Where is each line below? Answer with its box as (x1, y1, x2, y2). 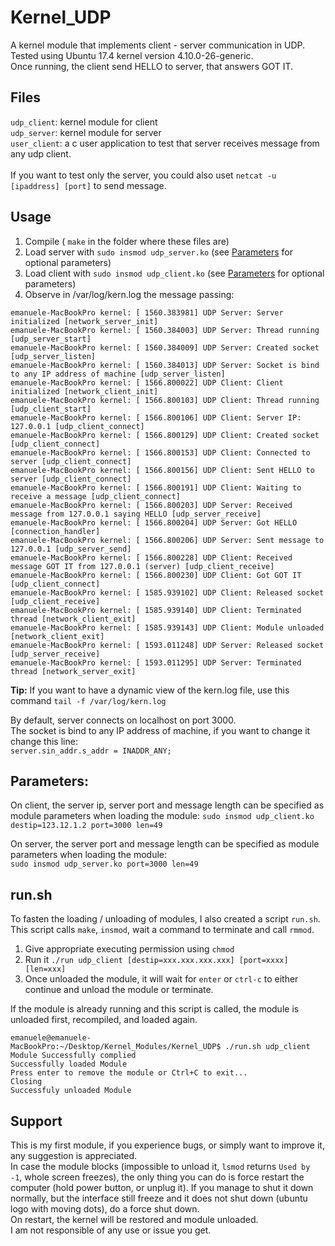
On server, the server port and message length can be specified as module (10, 838, 320, 850)
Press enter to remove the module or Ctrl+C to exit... (10, 1068, 248, 1078)
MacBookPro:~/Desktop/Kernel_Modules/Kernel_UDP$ (10, 1042, 222, 1052)
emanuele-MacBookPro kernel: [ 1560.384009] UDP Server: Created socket (10, 342, 320, 353)
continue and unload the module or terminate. (24, 984, 214, 996)
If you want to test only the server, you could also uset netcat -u (10, 169, 277, 181)
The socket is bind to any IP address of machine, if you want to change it (10, 724, 311, 736)
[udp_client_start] (10, 404, 92, 414)
